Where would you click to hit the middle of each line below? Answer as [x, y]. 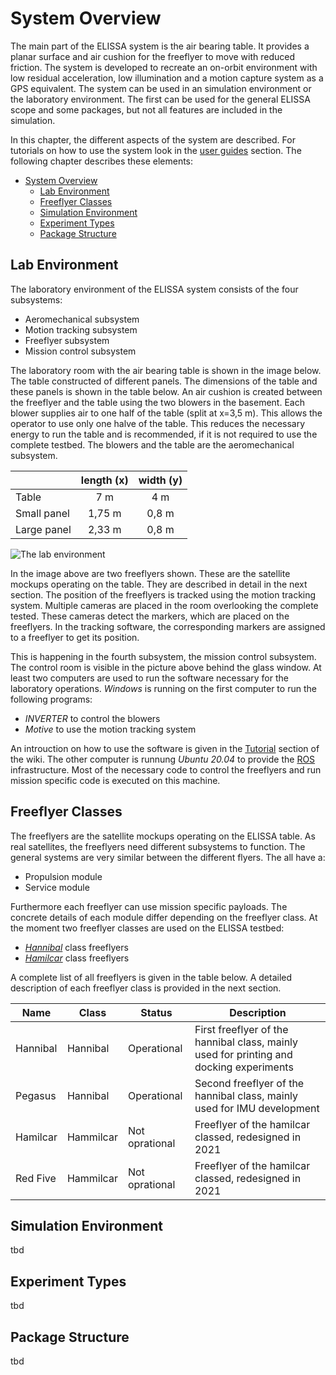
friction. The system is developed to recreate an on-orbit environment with [164, 67]
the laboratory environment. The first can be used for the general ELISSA [160, 99]
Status [156, 1012]
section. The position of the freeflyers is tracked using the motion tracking [163, 594]
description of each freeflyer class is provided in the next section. [146, 988]
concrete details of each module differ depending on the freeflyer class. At [164, 917]
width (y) [160, 480]
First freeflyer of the [241, 1029]
